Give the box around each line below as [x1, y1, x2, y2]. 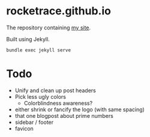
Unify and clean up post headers [14, 87, 96, 94]
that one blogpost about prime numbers [14, 112, 114, 119]
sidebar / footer [14, 118, 54, 126]
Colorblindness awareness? [23, 99, 93, 106]
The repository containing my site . [6, 24, 91, 31]
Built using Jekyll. [6, 35, 50, 42]
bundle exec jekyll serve [6, 47, 71, 53]
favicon [14, 124, 34, 132]
